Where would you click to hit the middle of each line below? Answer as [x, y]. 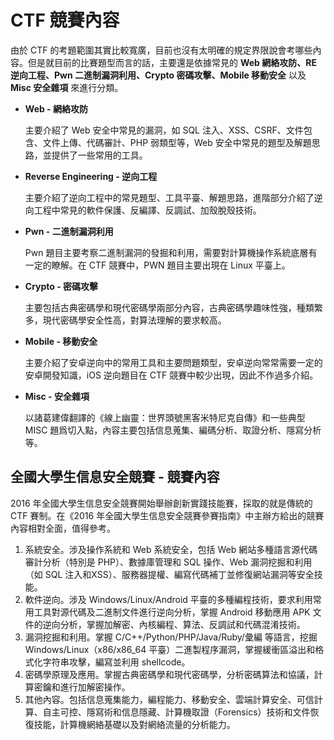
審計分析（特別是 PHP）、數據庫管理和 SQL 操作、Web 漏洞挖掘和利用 [168, 562]
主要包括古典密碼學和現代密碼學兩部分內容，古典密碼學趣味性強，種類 [169, 307]
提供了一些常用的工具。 [99, 155]
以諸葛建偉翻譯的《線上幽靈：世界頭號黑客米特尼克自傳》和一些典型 [165, 417]
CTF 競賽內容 [65, 20]
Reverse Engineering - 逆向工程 [91, 176]
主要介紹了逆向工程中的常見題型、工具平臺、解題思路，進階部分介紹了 [169, 197]
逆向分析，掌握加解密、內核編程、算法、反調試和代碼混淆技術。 [174, 624]
